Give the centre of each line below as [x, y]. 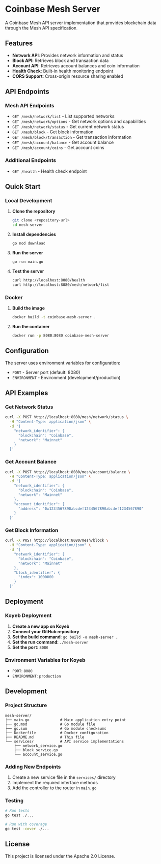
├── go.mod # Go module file [50, 724]
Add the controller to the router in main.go [54, 788]
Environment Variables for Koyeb [45, 660]
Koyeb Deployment [28, 616]
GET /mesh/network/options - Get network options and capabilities [79, 122]
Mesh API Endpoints [30, 106]
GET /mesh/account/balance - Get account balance [63, 142]
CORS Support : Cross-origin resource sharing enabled [68, 76]
